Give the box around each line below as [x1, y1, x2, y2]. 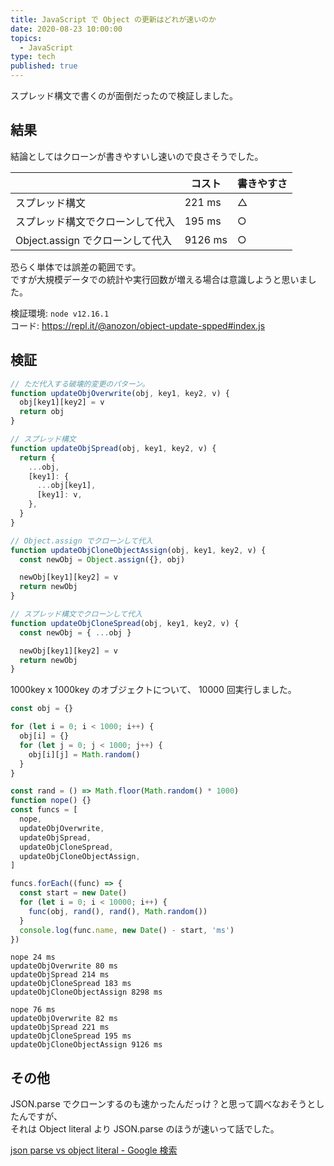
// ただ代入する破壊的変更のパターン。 [10, 379, 150, 389]
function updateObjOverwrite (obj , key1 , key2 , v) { [10, 388, 230, 398]
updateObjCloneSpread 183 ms [10, 979, 132, 989]
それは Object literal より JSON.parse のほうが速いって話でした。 [10, 1123, 280, 1135]
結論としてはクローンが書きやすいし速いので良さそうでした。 [10, 150, 264, 162]
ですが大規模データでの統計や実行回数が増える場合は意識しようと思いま [10, 273, 308, 285]
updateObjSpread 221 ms [10, 1022, 110, 1033]
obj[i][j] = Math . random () [28, 749, 141, 760]
